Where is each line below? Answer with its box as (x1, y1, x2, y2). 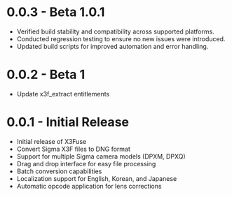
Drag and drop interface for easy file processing (16, 159, 156, 168)
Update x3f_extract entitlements (16, 89, 110, 98)
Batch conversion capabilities (16, 167, 102, 175)
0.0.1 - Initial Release (6, 115, 129, 130)
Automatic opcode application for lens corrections (16, 182, 162, 190)
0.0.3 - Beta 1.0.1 (6, 4, 105, 20)
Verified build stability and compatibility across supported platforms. (16, 27, 214, 36)
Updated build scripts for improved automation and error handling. (16, 42, 209, 50)
